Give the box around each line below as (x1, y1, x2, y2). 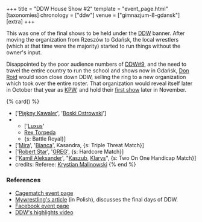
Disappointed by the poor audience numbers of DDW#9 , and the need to (6, 60, 187, 68)
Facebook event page (14, 202, 69, 210)
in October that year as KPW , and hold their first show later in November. (6, 86, 187, 93)
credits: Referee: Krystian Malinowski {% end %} (14, 161, 137, 168)
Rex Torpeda (24, 129, 56, 136)
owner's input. (6, 49, 42, 56)
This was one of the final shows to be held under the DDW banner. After (6, 30, 185, 37)
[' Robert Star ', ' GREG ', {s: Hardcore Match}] (14, 148, 124, 155)
